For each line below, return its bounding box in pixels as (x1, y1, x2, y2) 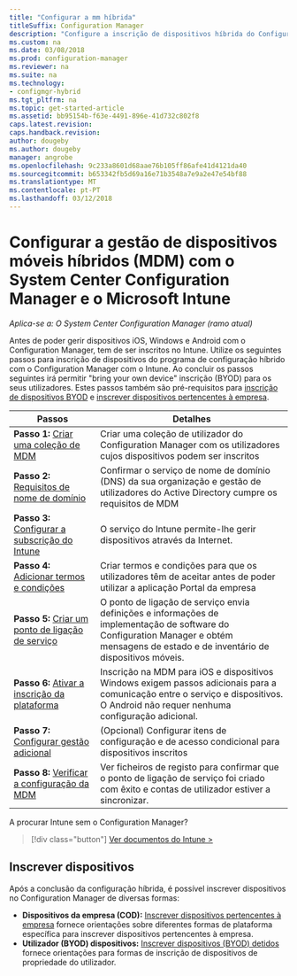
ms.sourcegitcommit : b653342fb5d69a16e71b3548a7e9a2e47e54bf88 (9, 169, 247, 178)
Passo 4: (13, 559, 51, 571)
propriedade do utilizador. (21, 957, 117, 967)
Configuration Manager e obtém (100, 629, 233, 641)
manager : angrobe (9, 152, 73, 162)
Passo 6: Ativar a (13, 677, 85, 689)
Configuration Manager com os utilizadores (100, 438, 280, 451)
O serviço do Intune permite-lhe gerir (100, 523, 256, 535)
